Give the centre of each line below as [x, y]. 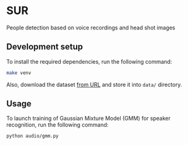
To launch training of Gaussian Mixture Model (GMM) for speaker [88, 118]
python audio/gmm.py [33, 136]
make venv [19, 73]
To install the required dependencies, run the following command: [89, 61]
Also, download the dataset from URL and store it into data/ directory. [94, 84]
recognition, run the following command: [58, 125]
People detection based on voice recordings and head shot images [91, 28]
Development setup [45, 47]
